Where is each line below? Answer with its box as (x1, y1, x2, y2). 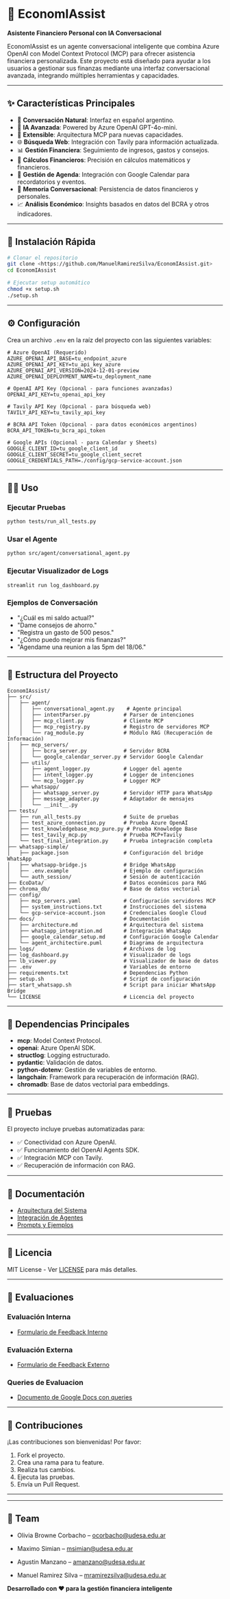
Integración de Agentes (16, 1213, 84, 1222)
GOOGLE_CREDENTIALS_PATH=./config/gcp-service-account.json (7, 457, 183, 464)
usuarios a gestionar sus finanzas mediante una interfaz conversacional (7, 64, 210, 72)
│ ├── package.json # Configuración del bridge (7, 849, 204, 856)
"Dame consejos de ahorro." (16, 621, 97, 629)
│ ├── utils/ (7, 759, 51, 766)
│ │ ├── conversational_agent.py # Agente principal (7, 705, 183, 712)
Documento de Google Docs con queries (16, 1393, 132, 1401)
